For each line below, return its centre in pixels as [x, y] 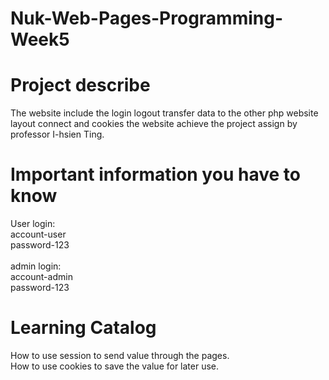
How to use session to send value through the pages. [120, 355]
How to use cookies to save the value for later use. [115, 366]
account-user [38, 234]
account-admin [41, 277]
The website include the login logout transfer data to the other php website [164, 113]
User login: [33, 224]
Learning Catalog [83, 328]
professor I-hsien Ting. [57, 134]
